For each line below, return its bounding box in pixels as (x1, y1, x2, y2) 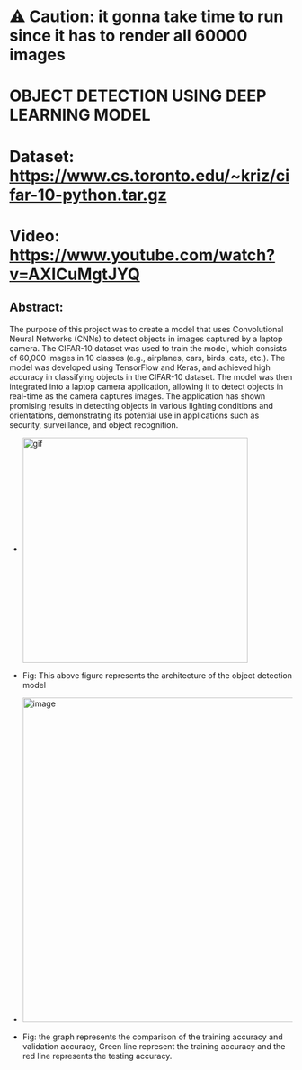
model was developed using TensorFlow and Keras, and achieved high (9, 362, 271, 373)
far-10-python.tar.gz (9, 185, 167, 204)
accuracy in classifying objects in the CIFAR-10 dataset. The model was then (9, 371, 293, 382)
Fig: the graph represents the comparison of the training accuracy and (22, 1031, 283, 1042)
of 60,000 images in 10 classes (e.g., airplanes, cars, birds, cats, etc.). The (9, 352, 286, 363)
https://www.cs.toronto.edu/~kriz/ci (9, 165, 290, 186)
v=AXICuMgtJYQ (9, 264, 141, 285)
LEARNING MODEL (9, 105, 151, 125)
